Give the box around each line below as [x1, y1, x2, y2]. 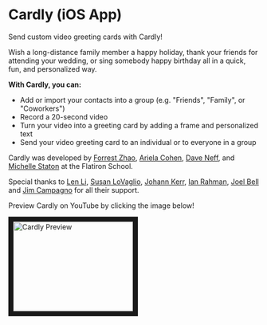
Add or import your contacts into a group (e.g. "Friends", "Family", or [19, 95, 245, 104]
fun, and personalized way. [8, 64, 97, 73]
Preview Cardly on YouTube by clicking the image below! [8, 201, 195, 210]
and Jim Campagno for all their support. [8, 185, 139, 194]
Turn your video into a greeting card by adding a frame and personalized [19, 120, 259, 130]
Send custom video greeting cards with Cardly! [8, 32, 163, 41]
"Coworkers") [19, 104, 65, 113]
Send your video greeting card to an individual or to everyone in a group [19, 137, 257, 147]
